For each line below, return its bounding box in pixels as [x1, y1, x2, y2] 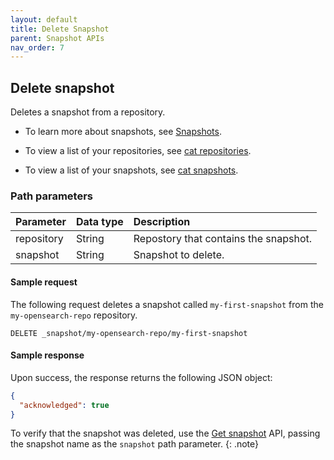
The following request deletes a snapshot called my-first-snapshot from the [10, 298, 324, 310]
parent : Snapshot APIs [10, 33, 105, 43]
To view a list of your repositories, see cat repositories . [24, 145, 252, 157]
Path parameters [10, 189, 93, 203]
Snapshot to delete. [133, 248, 225, 262]
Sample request [10, 276, 78, 288]
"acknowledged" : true [19, 400, 110, 410]
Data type [75, 215, 124, 229]
